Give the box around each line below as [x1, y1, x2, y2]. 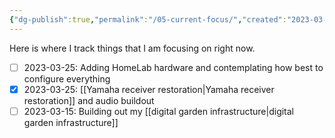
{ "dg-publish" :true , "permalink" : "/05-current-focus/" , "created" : [9, 14, 287, 25]
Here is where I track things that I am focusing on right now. [9, 42, 256, 54]
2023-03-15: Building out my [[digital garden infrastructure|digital [23, 105, 295, 117]
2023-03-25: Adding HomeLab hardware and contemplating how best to [23, 61, 324, 73]
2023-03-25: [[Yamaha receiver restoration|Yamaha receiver [23, 83, 275, 95]
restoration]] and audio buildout [23, 94, 155, 106]
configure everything [23, 72, 111, 85]
